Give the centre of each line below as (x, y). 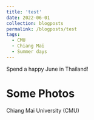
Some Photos (40, 94)
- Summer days (29, 52)
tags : (13, 35)
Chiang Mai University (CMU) (43, 110)
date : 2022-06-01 (28, 18)
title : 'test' (24, 12)
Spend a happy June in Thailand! (48, 69)
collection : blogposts (35, 23)
